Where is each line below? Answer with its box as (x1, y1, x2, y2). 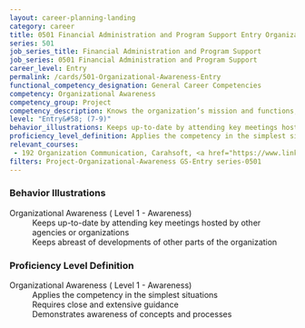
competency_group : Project (9, 97, 112, 107)
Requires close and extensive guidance (32, 299, 179, 310)
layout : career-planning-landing (9, 13, 136, 23)
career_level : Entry (9, 65, 88, 74)
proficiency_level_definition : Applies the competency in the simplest (9, 132, 286, 141)
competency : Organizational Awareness (9, 89, 156, 98)
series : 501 (9, 38, 54, 48)
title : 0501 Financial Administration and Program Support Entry (9, 30, 261, 39)
